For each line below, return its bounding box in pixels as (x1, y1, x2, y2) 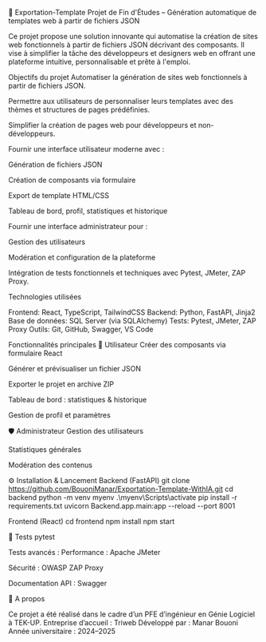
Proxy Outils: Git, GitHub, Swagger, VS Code (8, 324, 154, 334)
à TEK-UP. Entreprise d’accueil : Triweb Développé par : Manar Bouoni (8, 618, 239, 627)
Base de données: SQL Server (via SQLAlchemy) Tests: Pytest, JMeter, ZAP (8, 316, 256, 325)
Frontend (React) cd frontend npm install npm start (8, 517, 175, 526)
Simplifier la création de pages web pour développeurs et (8, 121, 197, 129)
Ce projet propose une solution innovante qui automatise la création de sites (8, 32, 259, 41)
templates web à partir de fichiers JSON (8, 16, 140, 26)
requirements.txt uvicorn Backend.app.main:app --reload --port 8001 (8, 501, 236, 510)
